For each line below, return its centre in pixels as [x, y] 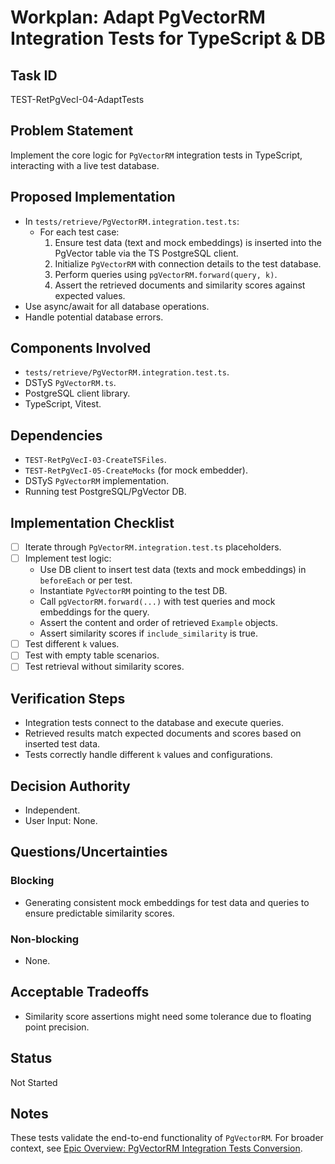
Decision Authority [70, 786]
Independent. [52, 810]
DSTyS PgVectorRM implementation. [96, 481]
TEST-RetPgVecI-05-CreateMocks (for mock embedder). [136, 470]
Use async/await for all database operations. [117, 306]
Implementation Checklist [92, 522]
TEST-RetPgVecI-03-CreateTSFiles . [95, 460]
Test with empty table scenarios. [92, 655]
